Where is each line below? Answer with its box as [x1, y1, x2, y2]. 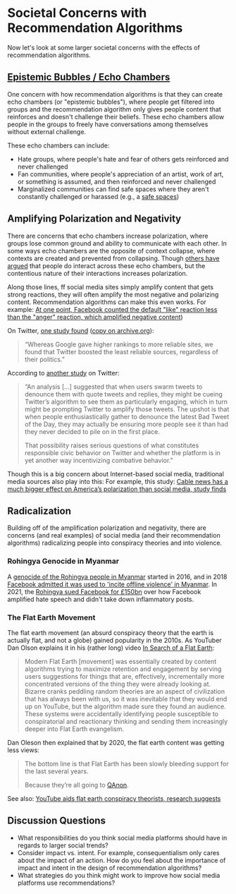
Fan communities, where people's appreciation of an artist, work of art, [17, 169, 224, 178]
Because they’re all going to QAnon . [24, 780, 129, 789]
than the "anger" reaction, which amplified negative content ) [7, 313, 183, 321]
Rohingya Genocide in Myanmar [7, 556, 120, 566]
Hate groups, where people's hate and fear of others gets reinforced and [17, 155, 229, 163]
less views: [7, 746, 40, 754]
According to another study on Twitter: [7, 368, 120, 377]
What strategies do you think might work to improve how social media [17, 871, 221, 879]
